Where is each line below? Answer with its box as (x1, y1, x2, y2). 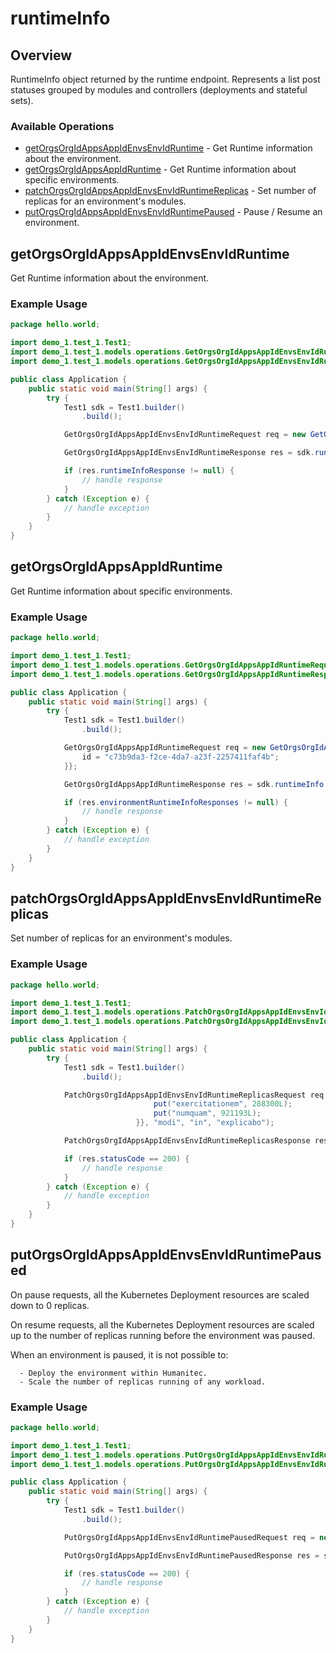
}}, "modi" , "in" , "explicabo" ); (135, 1118, 275, 1128)
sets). (10, 95, 34, 106)
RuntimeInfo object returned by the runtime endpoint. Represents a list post (10, 73, 321, 85)
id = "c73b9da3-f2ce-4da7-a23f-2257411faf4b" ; (81, 752, 280, 762)
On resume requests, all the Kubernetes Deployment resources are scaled (10, 1318, 315, 1331)
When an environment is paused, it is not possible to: (10, 1348, 229, 1361)
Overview (10, 47, 73, 64)
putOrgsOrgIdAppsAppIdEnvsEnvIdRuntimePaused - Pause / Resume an (24, 206, 323, 218)
